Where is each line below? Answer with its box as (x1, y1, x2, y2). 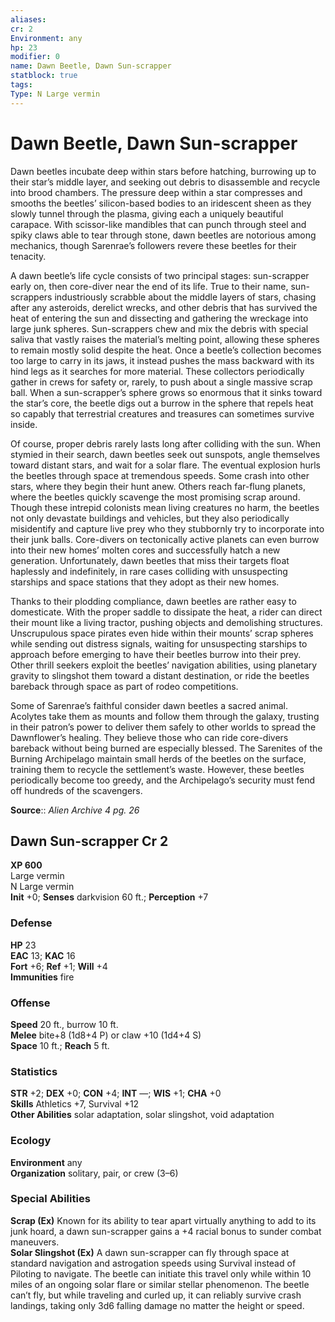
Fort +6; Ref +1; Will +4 (10, 960, 108, 972)
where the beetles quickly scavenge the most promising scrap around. (10, 491, 301, 503)
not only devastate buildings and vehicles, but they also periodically (10, 512, 290, 524)
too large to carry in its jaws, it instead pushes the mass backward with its (10, 354, 315, 366)
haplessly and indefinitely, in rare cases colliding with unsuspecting (10, 565, 288, 577)
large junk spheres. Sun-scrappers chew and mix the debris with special (10, 322, 309, 335)
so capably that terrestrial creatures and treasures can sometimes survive (10, 407, 315, 420)
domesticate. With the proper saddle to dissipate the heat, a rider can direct (10, 606, 323, 618)
